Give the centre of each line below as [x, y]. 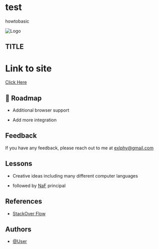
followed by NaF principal [39, 186]
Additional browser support [41, 110]
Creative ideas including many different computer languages [75, 176]
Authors [18, 229]
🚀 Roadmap [23, 98]
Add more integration [34, 120]
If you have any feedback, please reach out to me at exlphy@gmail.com [79, 148]
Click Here [16, 82]
